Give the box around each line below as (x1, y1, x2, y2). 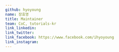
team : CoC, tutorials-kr (5, 21, 57, 26)
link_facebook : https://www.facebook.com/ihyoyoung (5, 35, 114, 40)
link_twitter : (5, 30, 35, 35)
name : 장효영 (5, 12, 29, 17)
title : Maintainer (5, 16, 43, 21)
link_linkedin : (5, 26, 37, 31)
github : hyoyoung (5, 7, 41, 12)
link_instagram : (5, 40, 39, 45)
